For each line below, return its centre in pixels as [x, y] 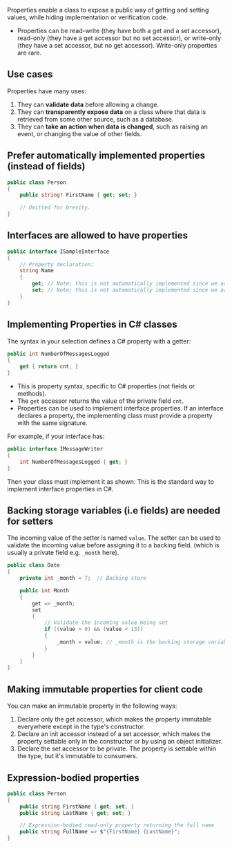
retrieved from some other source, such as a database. [95, 119]
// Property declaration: [57, 264]
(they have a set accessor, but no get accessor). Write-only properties [117, 45]
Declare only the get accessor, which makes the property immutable [114, 719]
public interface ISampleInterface [58, 252]
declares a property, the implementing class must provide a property [115, 415]
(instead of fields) [46, 166]
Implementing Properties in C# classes [92, 324]
